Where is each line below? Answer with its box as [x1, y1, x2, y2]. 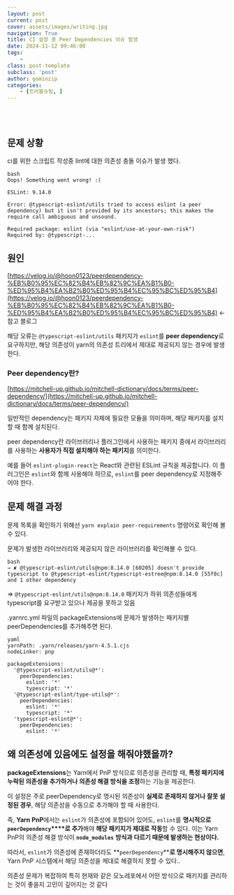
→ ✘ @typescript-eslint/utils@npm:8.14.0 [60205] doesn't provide [7, 564, 205, 572]
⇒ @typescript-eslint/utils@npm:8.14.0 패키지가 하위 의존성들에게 [7, 590, 198, 598]
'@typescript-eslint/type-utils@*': [13, 691, 120, 698]
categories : [7, 82, 42, 89]
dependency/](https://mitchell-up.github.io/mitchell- [7, 392, 158, 400]
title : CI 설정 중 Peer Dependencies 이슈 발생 [7, 36, 138, 43]
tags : [7, 50, 23, 57]
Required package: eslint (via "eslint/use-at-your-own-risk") [7, 225, 196, 233]
